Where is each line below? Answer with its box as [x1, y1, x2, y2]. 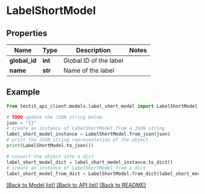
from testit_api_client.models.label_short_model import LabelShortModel [6, 103, 198, 109]
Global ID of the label [63, 56, 124, 65]
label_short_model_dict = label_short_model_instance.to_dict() [6, 159, 173, 165]
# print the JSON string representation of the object [6, 137, 149, 143]
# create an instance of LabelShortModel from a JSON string [6, 126, 165, 132]
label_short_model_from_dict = [6, 170, 86, 177]
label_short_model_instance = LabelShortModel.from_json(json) [6, 131, 171, 137]
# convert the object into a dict [6, 153, 95, 159]
